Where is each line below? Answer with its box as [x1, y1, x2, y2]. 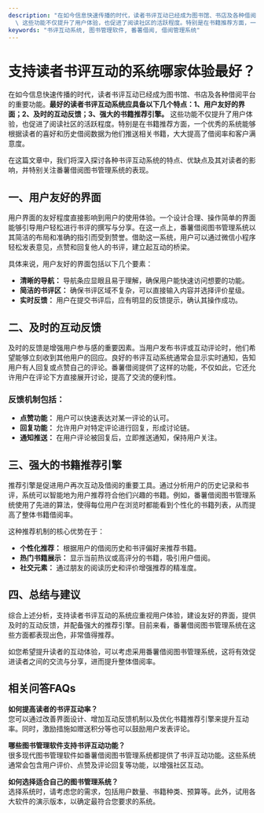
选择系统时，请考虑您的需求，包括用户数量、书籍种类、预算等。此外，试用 [8, 786, 249, 796]
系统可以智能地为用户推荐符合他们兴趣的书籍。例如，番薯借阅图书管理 [21, 490, 249, 500]
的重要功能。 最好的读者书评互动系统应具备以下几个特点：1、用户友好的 [8, 100, 239, 109]
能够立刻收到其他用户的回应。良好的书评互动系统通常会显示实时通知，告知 [14, 353, 256, 362]
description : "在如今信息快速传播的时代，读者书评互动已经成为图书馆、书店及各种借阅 [8, 11, 257, 20]
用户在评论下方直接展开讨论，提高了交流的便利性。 [14, 372, 181, 382]
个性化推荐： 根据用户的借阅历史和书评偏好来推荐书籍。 [19, 544, 201, 553]
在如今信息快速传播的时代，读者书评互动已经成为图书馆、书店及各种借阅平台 [8, 90, 256, 99]
